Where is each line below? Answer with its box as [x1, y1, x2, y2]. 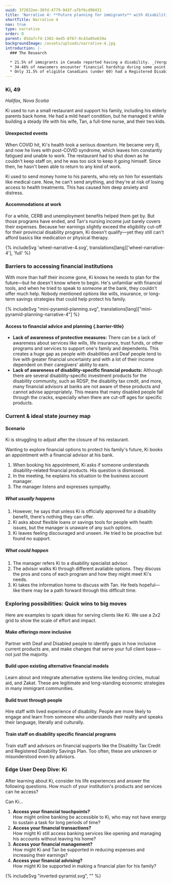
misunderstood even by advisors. [5, 753, 76, 760]
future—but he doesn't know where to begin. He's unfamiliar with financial [5, 280, 162, 286]
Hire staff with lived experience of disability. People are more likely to [5, 708, 152, 714]
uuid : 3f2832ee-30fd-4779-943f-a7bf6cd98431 [5, 7, 102, 13]
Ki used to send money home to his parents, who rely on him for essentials [5, 173, 163, 179]
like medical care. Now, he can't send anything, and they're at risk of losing [5, 179, 164, 185]
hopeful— [139, 582, 160, 588]
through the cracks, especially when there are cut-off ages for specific [12, 394, 162, 401]
